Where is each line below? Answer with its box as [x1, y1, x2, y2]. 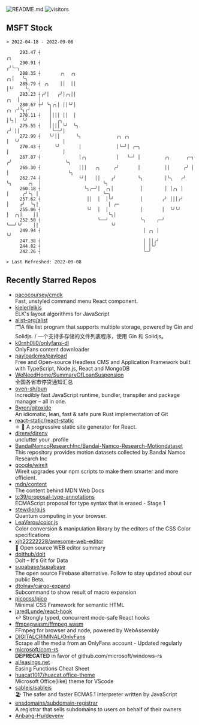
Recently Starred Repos [6, 275, 97, 286]
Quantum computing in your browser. [14, 512, 107, 519]
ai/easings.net [14, 659, 50, 666]
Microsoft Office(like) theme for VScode [14, 677, 114, 685]
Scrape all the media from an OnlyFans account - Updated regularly [14, 639, 183, 647]
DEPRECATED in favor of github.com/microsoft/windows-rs [14, 652, 162, 659]
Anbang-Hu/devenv [14, 712, 64, 719]
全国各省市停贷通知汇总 [14, 378, 73, 386]
